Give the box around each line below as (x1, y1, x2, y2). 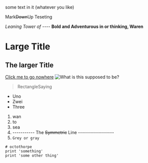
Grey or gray (12, 136, 40, 141)
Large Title (5, 41, 51, 52)
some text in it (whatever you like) (5, 4, 74, 10)
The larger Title (5, 61, 54, 69)
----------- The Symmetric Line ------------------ (12, 130, 114, 135)
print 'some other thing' (5, 153, 59, 158)
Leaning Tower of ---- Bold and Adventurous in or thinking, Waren (5, 23, 144, 29)
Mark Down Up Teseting (5, 14, 53, 19)
